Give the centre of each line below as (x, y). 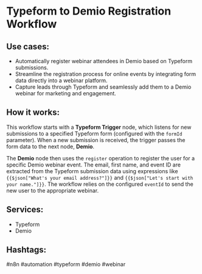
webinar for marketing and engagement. (66, 93)
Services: (25, 210)
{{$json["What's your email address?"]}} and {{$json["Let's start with (100, 177)
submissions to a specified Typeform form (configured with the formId (94, 133)
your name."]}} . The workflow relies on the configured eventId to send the (100, 184)
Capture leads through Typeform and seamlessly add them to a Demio (103, 87)
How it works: (33, 113)
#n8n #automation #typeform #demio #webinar (66, 264)
